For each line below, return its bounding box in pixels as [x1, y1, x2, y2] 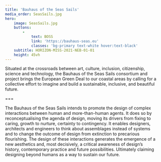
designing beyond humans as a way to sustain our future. [5, 152, 120, 158]
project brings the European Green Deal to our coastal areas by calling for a [5, 76, 157, 82]
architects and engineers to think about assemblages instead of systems [5, 126, 151, 132]
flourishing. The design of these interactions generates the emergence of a [5, 136, 156, 142]
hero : [5, 16, 16, 21]
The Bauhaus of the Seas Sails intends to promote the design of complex [5, 105, 151, 111]
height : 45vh [14, 52, 40, 57]
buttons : [14, 25, 32, 30]
